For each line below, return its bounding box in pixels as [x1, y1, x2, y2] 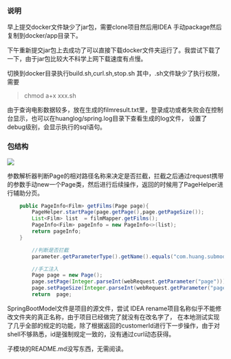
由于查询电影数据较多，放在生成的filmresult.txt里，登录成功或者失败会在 [7, 106, 212, 114]
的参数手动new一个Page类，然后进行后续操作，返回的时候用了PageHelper [7, 180, 218, 188]
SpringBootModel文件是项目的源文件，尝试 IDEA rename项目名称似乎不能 [7, 304, 216, 312]
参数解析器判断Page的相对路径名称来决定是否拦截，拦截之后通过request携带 [7, 172, 224, 180]
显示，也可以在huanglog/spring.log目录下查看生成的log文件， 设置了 [12, 115, 208, 123]
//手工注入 [32, 266, 59, 273]
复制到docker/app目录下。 [7, 32, 82, 40]
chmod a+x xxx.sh [23, 91, 77, 100]
